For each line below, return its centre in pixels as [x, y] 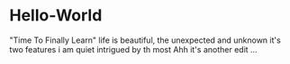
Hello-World [56, 16]
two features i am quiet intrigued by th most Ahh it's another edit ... [134, 49]
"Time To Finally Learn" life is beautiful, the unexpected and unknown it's [145, 40]
